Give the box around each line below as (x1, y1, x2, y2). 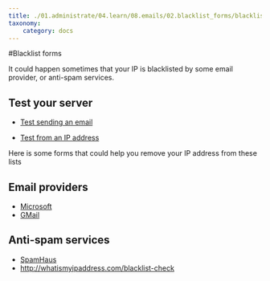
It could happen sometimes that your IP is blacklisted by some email (8, 64, 233, 74)
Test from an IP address (19, 133, 100, 143)
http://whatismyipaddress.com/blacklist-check (19, 263, 175, 273)
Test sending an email (19, 117, 93, 127)
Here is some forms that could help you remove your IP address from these (8, 149, 257, 158)
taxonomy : (8, 19, 42, 27)
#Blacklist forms (8, 49, 62, 59)
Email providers (8, 180, 88, 193)
